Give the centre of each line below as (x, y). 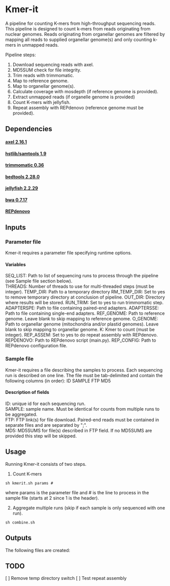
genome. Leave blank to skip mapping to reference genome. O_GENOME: (82, 319)
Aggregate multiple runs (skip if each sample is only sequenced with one (89, 507)
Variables (16, 264)
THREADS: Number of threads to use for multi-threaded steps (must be (80, 286)
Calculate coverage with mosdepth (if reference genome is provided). (86, 91)
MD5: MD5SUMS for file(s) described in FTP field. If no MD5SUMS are (79, 430)
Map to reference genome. (41, 81)
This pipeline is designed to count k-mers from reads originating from (78, 28)
